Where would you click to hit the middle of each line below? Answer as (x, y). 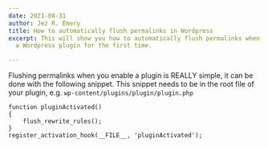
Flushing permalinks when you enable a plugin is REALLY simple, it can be (131, 76)
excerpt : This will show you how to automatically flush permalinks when (134, 38)
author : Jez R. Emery (45, 23)
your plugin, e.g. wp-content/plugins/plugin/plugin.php (101, 92)
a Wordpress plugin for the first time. (84, 46)
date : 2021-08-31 (37, 16)
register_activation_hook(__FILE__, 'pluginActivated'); (106, 136)
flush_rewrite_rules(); (63, 121)
